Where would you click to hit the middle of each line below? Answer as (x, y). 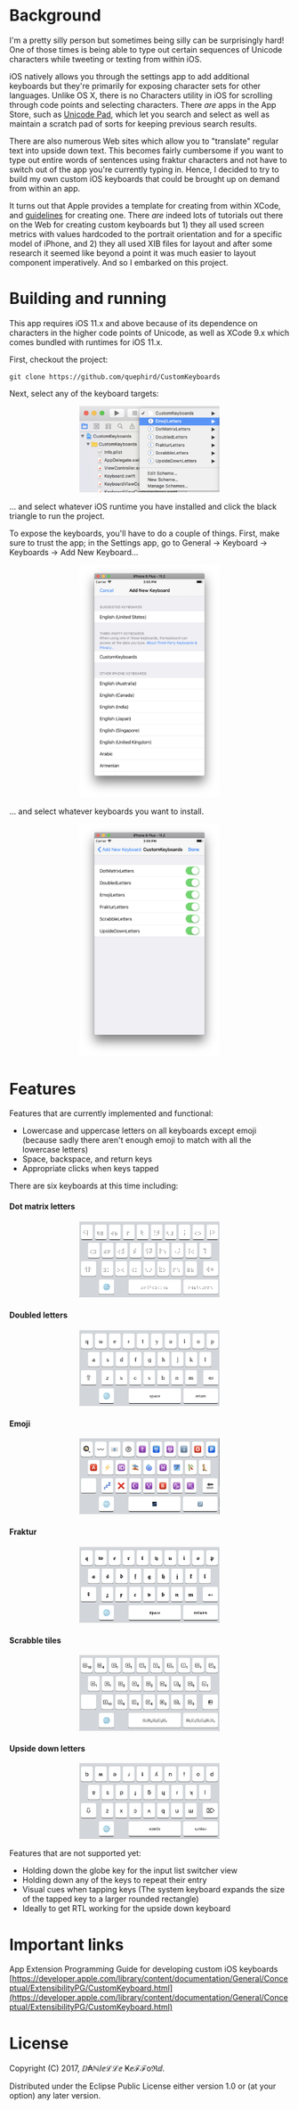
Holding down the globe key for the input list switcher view (130, 1871)
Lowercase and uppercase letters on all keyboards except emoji (139, 1131)
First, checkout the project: (59, 359)
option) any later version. (55, 2096)
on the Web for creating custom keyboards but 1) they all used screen (137, 225)
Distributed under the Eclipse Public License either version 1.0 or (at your (143, 2086)
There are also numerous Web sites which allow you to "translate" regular (144, 141)
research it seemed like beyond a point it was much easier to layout (133, 253)
